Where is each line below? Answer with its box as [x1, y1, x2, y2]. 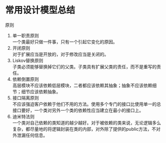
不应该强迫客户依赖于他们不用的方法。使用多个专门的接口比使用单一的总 [12, 101, 161, 107]
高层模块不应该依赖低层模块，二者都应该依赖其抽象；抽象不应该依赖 [12, 82, 153, 88]
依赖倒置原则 [12, 76, 39, 82]
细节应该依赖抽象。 [21, 88, 61, 95]
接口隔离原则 [12, 95, 39, 101]
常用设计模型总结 [5, 4, 76, 16]
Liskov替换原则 [12, 57, 43, 63]
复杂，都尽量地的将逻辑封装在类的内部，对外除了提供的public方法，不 [12, 126, 156, 132]
